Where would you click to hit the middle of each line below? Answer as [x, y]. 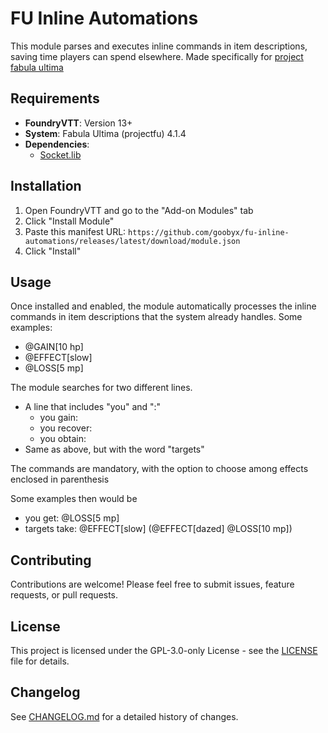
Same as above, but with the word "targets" [114, 449]
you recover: [66, 428]
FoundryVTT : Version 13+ [78, 123]
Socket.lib [60, 154]
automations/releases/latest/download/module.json [132, 241]
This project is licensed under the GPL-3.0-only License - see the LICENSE [164, 650]
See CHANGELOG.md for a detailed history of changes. [124, 716]
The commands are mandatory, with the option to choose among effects [159, 469]
